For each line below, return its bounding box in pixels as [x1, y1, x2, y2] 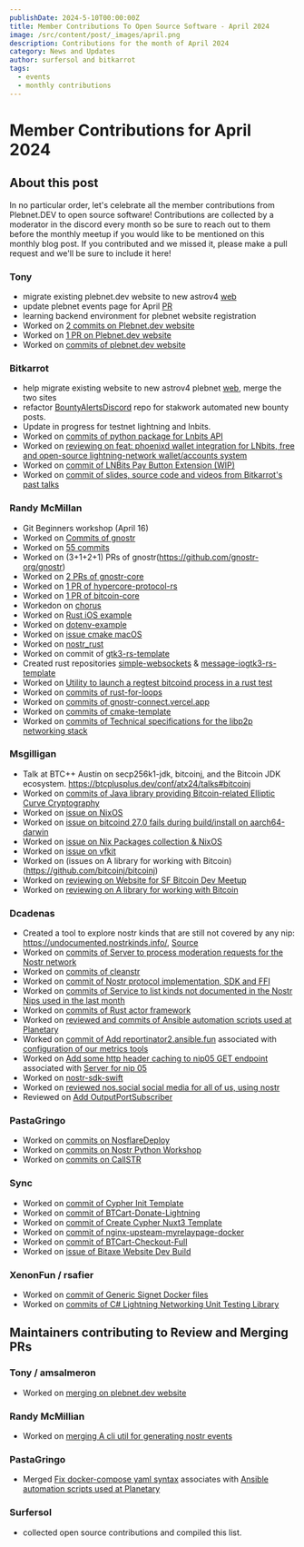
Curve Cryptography [22, 797, 100, 808]
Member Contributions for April [9, 120, 252, 141]
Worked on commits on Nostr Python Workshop [22, 1145, 201, 1155]
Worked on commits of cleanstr [22, 967, 141, 977]
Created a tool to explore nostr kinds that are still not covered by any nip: [22, 927, 295, 938]
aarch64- [250, 817, 286, 828]
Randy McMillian [9, 1410, 85, 1423]
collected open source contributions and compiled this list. [22, 1527, 242, 1538]
